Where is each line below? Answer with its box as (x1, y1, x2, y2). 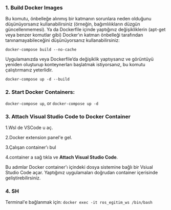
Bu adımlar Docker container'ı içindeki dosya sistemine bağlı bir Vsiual (5, 164, 153, 170)
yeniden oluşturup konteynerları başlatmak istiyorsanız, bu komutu (5, 62, 145, 68)
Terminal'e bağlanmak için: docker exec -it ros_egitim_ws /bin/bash (5, 199, 153, 205)
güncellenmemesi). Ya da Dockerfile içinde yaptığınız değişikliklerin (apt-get (5, 27, 166, 33)
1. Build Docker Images (5, 4, 63, 11)
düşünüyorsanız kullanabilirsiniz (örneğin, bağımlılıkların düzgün (5, 21, 141, 27)
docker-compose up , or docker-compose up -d (5, 100, 99, 106)
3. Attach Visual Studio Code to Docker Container (5, 113, 131, 120)
